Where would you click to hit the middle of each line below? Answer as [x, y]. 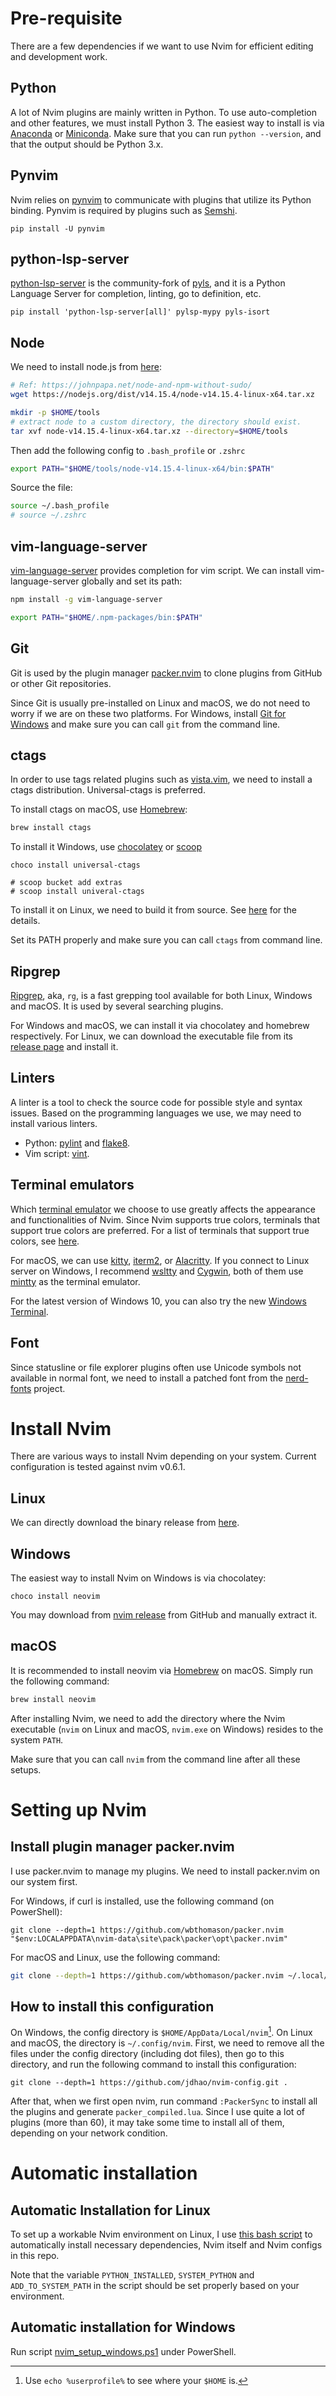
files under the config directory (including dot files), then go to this [147, 2054]
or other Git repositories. [61, 683]
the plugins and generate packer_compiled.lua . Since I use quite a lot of [157, 2112]
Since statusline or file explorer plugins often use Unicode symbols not [156, 1367]
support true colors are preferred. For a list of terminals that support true [160, 1230]
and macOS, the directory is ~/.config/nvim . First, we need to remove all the [167, 2043]
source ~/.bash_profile [60, 506]
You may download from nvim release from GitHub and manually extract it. [164, 1615]
